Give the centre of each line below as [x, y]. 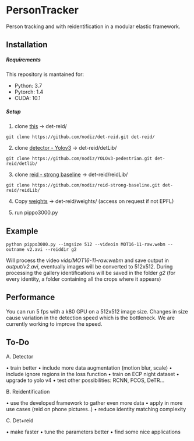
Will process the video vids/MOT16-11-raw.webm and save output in [87, 260]
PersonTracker [42, 10]
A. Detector [20, 356]
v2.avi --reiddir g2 [52, 250]
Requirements [23, 60]
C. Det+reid [20, 420]
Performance [31, 297]
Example [22, 231]
